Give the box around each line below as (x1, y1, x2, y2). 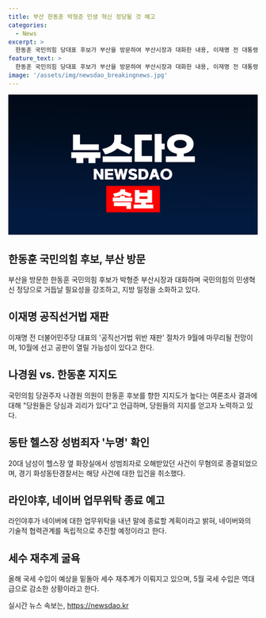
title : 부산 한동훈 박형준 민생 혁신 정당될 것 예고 (8, 13, 156, 21)
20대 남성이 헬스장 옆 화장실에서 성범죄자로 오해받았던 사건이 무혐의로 (8, 458, 224, 467)
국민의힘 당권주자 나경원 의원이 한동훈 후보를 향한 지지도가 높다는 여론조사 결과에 (8, 391, 258, 400)
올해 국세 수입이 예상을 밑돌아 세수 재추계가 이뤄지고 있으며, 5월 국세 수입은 (8, 574, 240, 584)
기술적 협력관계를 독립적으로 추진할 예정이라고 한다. (8, 526, 167, 536)
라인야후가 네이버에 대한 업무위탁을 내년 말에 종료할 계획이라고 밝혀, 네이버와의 (8, 516, 252, 526)
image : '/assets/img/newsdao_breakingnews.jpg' (8, 71, 169, 79)
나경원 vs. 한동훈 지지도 (8, 368, 117, 382)
